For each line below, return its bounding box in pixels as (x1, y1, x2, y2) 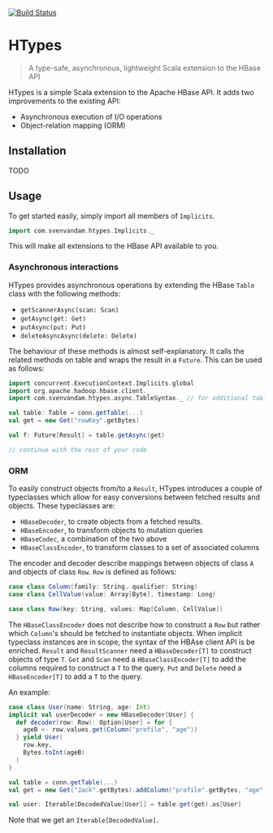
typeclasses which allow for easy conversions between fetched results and (8, 492, 261, 502)
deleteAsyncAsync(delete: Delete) (19, 332, 137, 340)
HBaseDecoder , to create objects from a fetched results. (19, 517, 203, 526)
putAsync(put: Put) (19, 323, 87, 331)
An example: (8, 687, 50, 697)
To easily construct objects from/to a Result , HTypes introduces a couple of (8, 484, 262, 494)
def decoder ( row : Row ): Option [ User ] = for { (15, 718, 173, 726)
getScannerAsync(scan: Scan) (19, 306, 119, 314)
